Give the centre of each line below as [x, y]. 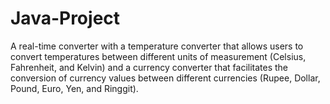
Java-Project [65, 18]
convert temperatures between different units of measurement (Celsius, [158, 56]
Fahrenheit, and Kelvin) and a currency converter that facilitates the [149, 67]
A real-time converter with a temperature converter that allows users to [157, 46]
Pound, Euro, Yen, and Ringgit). [74, 88]
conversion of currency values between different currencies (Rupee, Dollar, [165, 78]
